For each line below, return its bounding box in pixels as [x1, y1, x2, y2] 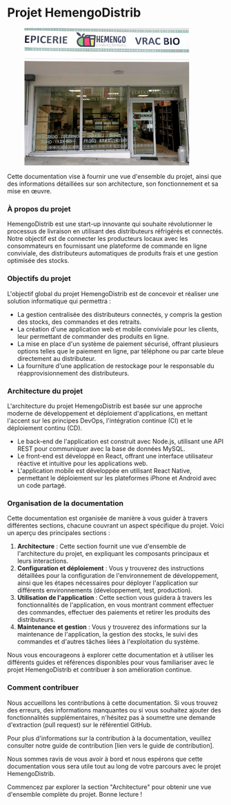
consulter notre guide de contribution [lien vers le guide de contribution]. [7, 741, 214, 750]
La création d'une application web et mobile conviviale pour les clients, [17, 324, 219, 333]
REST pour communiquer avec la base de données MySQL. [17, 445, 186, 453]
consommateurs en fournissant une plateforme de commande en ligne [7, 242, 208, 250]
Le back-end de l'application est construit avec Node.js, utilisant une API [17, 437, 224, 446]
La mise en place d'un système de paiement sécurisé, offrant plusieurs [17, 340, 219, 348]
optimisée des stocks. [7, 257, 70, 265]
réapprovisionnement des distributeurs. [17, 369, 130, 377]
